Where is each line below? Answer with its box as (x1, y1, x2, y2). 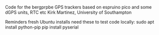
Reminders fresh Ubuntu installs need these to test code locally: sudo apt (5, 19, 155, 25)
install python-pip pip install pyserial (5, 24, 79, 30)
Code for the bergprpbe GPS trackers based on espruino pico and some (5, 4, 152, 10)
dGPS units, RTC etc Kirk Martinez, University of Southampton (5, 9, 132, 15)
